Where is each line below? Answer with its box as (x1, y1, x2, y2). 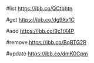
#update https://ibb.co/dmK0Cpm (6, 50, 88, 57)
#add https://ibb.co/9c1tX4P (6, 27, 75, 34)
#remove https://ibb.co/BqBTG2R (6, 39, 87, 45)
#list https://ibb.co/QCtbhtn (6, 5, 73, 12)
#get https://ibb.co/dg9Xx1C (6, 16, 75, 23)
